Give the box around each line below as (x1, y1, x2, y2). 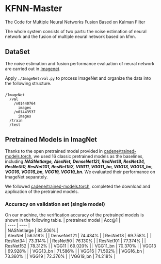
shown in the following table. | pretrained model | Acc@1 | (5, 217, 120, 223)
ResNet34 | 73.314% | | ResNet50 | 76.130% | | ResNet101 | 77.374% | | (5, 238, 146, 244)
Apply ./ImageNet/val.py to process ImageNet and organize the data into (5, 75, 151, 81)
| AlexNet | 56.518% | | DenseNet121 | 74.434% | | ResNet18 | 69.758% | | (5, 232, 151, 238)
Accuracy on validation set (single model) (5, 201, 105, 208)
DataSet (5, 48, 30, 56)
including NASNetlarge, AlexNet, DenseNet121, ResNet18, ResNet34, (5, 158, 145, 164)
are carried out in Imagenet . (5, 66, 61, 71)
